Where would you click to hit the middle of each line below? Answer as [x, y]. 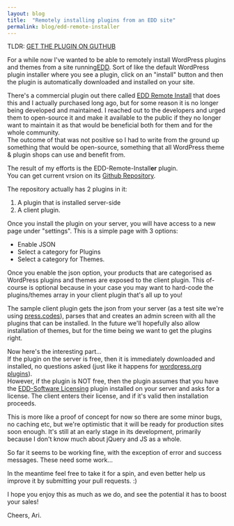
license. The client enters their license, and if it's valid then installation [108, 396]
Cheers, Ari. [24, 516]
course [17, 288]
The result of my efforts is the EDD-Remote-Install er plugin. [93, 169]
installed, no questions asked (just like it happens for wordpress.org [104, 366]
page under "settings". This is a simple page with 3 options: [93, 231]
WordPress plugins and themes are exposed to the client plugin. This [106, 280]
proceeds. [22, 403]
